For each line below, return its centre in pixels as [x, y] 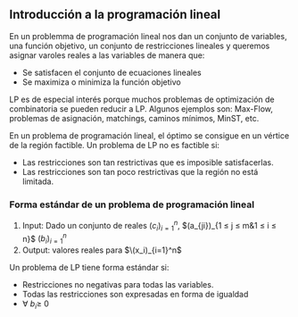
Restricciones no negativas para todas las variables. [118, 285]
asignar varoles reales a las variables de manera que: [107, 55]
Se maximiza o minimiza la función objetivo [101, 82]
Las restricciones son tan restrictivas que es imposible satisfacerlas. [148, 162]
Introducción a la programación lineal [115, 15]
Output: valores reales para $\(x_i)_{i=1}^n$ [102, 250]
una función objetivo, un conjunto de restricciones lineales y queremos [140, 46]
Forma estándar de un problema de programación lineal [132, 204]
